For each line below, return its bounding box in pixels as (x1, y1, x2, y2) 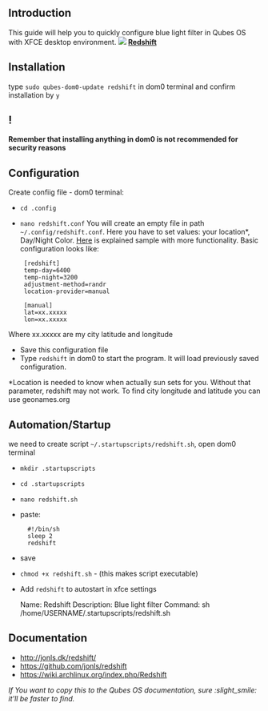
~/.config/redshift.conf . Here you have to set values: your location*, (19, 227, 250, 237)
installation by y (8, 90, 60, 99)
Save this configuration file (19, 345, 109, 355)
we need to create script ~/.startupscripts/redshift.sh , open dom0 (8, 440, 237, 449)
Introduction (8, 6, 72, 20)
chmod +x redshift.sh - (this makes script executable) (19, 568, 198, 579)
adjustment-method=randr (23, 280, 106, 289)
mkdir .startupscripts (19, 464, 96, 473)
